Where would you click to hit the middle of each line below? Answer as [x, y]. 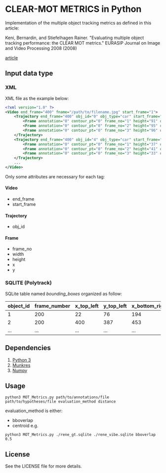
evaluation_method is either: [34, 411]
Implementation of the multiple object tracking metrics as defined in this [78, 23]
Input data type [29, 74]
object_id [19, 306]
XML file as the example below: [37, 98]
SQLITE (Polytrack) [28, 283]
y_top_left [115, 306]
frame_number [52, 306]
